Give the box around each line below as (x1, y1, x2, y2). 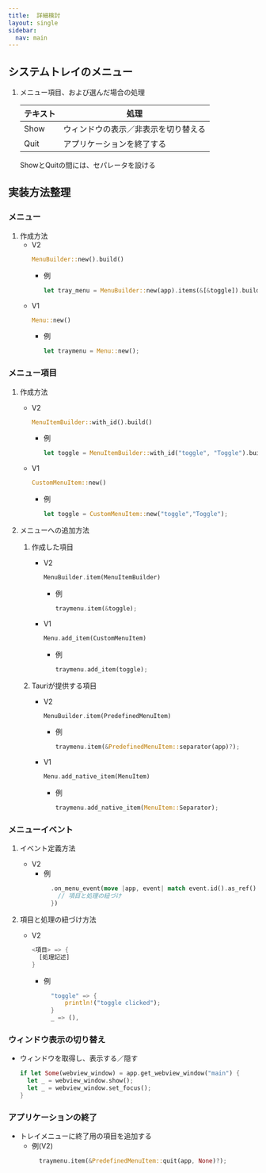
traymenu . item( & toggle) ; (55, 604, 137, 613)
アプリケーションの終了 (8, 1111, 97, 1122)
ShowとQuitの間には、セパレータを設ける (19, 160, 156, 170)
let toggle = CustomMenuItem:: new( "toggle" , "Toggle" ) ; (43, 510, 228, 518)
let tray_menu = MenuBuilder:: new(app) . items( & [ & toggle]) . (43, 286, 243, 294)
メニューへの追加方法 (19, 525, 89, 535)
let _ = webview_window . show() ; (27, 1077, 134, 1085)
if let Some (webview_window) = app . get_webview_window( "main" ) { (19, 1069, 240, 1078)
